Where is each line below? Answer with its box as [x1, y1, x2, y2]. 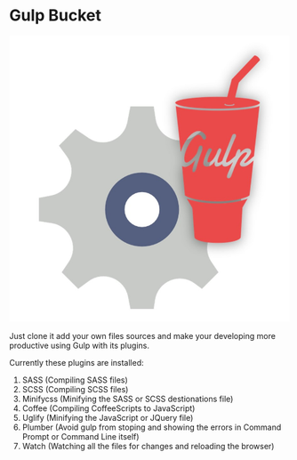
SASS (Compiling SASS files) [21, 375, 129, 385]
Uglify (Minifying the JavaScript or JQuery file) [21, 413, 194, 424]
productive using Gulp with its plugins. [9, 340, 149, 351]
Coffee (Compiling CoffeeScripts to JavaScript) [21, 403, 196, 414]
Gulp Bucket [9, 5, 102, 26]
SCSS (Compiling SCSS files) [21, 384, 129, 395]
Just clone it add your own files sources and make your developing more [9, 331, 276, 342]
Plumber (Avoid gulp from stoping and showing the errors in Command [21, 422, 282, 432]
